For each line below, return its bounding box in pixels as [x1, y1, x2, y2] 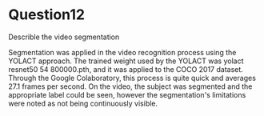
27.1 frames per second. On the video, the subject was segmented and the [8, 82, 253, 91]
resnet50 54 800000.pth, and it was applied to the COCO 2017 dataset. [8, 64, 244, 74]
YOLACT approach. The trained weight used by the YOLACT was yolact [8, 56, 244, 66]
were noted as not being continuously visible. [8, 98, 158, 108]
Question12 [8, 6, 86, 24]
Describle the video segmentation [8, 32, 120, 42]
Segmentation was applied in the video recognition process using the [8, 47, 237, 57]
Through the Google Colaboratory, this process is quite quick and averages [8, 73, 256, 82]
